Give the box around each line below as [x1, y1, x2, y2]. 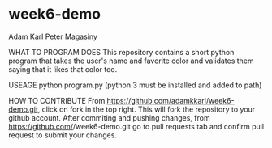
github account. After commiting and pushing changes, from [8, 112, 210, 122]
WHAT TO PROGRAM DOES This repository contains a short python [8, 47, 235, 57]
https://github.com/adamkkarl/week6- [106, 95, 235, 105]
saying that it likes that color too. [8, 64, 118, 74]
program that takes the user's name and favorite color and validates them [8, 56, 254, 66]
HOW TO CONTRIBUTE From [8, 95, 106, 105]
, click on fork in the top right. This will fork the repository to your [37, 104, 256, 114]
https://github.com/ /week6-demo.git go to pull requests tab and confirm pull [8, 121, 265, 131]
